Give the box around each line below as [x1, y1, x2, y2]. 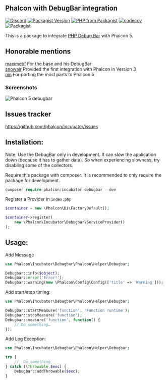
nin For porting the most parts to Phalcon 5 [5, 71, 94, 77]
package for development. [5, 177, 61, 183]
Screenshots [5, 84, 37, 91]
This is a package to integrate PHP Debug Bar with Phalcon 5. [5, 32, 134, 38]
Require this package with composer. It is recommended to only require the [5, 172, 162, 178]
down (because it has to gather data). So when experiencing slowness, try [5, 156, 160, 163]
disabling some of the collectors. [5, 162, 73, 168]
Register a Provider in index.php [5, 196, 72, 202]
